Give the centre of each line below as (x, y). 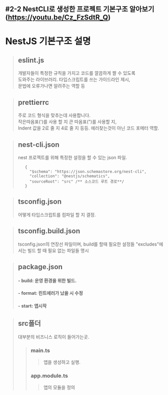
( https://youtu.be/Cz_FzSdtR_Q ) (58, 18)
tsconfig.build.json (49, 231)
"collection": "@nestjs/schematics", (70, 176)
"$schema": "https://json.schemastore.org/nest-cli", (88, 172)
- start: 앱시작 (32, 305)
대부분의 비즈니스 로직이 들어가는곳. (54, 337)
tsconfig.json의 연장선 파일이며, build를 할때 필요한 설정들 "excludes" (88, 244)
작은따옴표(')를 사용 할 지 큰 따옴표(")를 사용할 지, (67, 122)
